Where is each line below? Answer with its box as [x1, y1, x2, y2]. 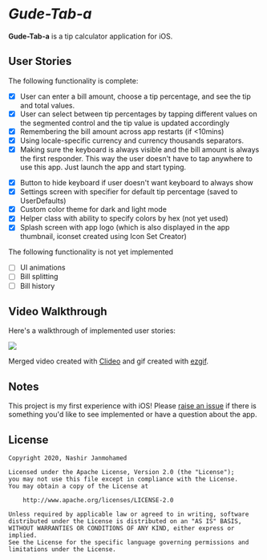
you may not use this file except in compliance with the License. [8, 475, 239, 483]
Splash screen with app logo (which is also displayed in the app [19, 222, 230, 233]
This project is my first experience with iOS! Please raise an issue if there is [8, 401, 257, 411]
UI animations [19, 262, 66, 273]
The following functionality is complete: [8, 75, 139, 85]
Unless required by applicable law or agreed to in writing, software [8, 510, 249, 518]
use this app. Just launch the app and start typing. [19, 162, 187, 172]
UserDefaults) [19, 196, 67, 205]
